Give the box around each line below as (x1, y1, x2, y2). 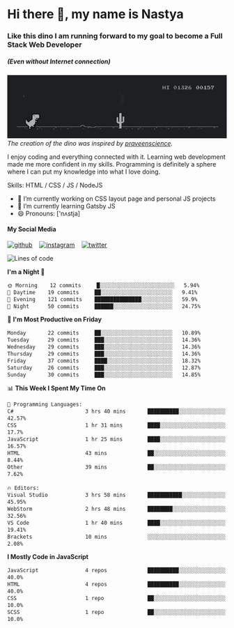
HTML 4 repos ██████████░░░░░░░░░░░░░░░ (7, 581, 226, 588)
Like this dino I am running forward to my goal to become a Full (7, 31, 223, 41)
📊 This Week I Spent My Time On (7, 383, 106, 392)
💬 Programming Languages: (7, 401, 82, 408)
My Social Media (7, 225, 57, 233)
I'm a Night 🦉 (7, 268, 45, 276)
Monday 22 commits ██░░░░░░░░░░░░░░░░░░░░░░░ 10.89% (7, 329, 201, 337)
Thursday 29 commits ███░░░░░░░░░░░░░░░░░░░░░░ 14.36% (7, 350, 201, 358)
